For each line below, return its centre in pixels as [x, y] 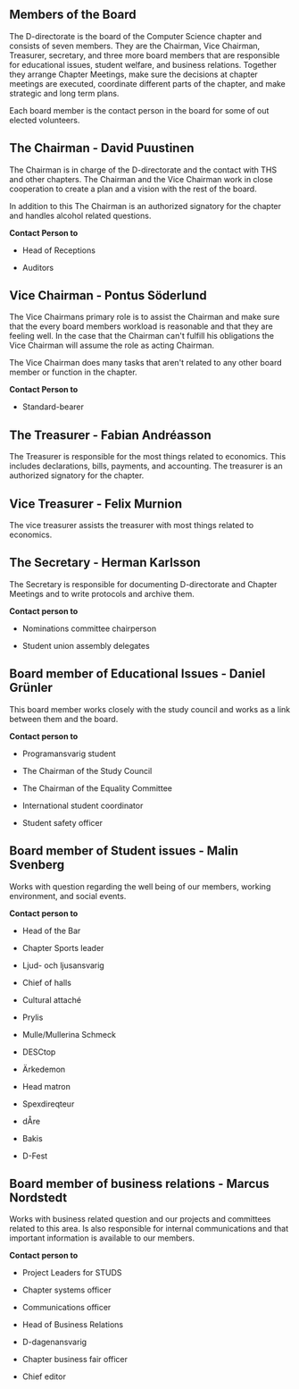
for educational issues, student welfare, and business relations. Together [143, 64]
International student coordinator [83, 805]
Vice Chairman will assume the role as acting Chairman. [112, 345]
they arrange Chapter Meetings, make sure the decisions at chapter [134, 74]
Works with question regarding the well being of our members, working [140, 886]
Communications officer [66, 1308]
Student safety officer [62, 822]
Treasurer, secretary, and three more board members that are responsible [145, 55]
